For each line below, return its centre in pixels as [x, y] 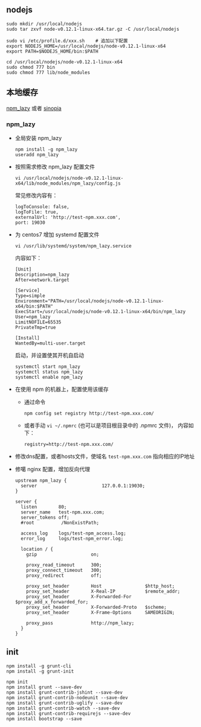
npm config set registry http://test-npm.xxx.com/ [89, 413]
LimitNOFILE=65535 [38, 322]
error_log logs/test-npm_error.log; [72, 538]
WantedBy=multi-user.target [50, 343]
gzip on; [63, 554]
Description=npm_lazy [42, 275]
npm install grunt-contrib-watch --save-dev [63, 708]
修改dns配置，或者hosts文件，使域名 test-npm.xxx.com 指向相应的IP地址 [105, 456]
